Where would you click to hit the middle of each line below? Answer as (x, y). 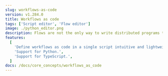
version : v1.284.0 (24, 14)
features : (15, 38)
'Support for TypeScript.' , (43, 56)
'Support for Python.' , (39, 51)
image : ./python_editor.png (34, 28)
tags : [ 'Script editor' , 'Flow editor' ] (48, 24)
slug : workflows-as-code (31, 10)
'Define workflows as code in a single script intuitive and (79, 47)
